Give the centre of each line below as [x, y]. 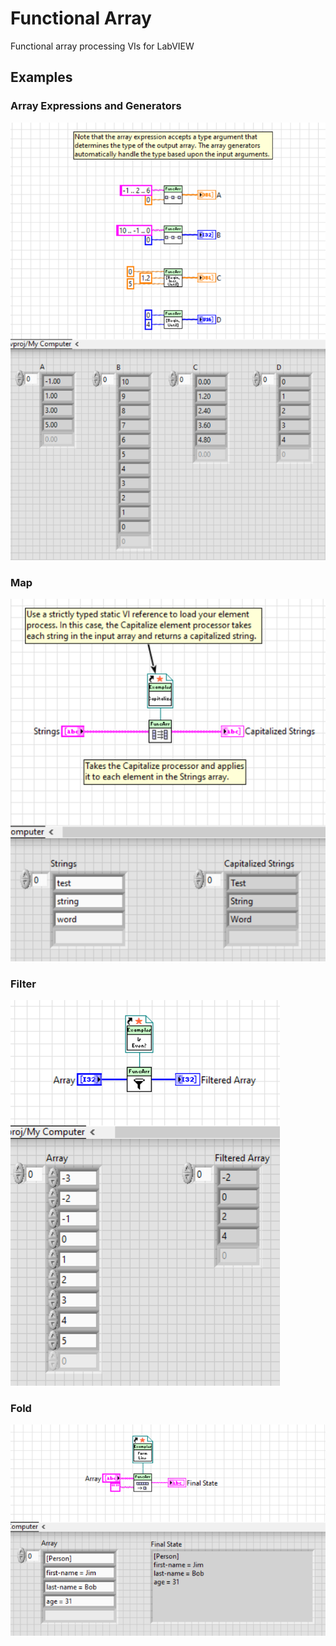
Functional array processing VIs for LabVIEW [102, 46]
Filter [23, 984]
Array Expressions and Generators [96, 106]
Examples [41, 77]
